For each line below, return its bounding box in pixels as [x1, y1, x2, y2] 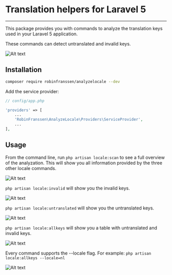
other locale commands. [5, 165, 56, 171]
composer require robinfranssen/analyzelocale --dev [5, 79, 120, 84]
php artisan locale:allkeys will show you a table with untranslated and [5, 224, 158, 231]
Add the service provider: [5, 88, 59, 94]
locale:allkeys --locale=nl [5, 255, 66, 261]
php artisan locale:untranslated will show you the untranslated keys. [5, 205, 155, 211]
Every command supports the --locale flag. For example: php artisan [5, 250, 152, 256]
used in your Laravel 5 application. [5, 31, 78, 37]
